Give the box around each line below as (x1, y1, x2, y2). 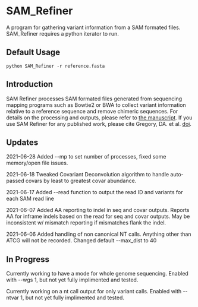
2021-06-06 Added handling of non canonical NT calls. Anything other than (6, 230, 191, 238)
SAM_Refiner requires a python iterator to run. (6, 30, 119, 37)
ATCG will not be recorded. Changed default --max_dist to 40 (6, 237, 157, 244)
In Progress (6, 254, 49, 264)
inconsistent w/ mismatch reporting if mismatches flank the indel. (6, 219, 166, 226)
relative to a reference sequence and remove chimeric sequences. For (6, 107, 178, 115)
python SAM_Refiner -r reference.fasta (6, 63, 105, 69)
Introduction (6, 79, 54, 90)
